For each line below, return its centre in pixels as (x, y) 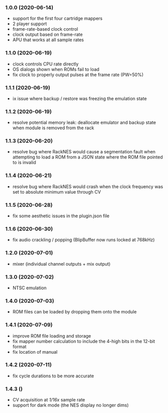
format (19, 347)
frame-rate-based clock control (45, 29)
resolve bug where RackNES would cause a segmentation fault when (84, 152)
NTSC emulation (29, 288)
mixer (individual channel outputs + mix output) (61, 264)
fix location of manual (35, 352)
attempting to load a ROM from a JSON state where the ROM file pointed (88, 157)
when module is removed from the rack (53, 128)
